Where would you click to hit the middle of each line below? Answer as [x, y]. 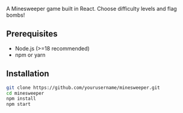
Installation [28, 74]
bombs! [16, 15]
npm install [21, 99]
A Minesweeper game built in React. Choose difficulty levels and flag [92, 9]
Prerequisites [32, 34]
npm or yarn [30, 55]
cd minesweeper [25, 93]
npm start [19, 105]
